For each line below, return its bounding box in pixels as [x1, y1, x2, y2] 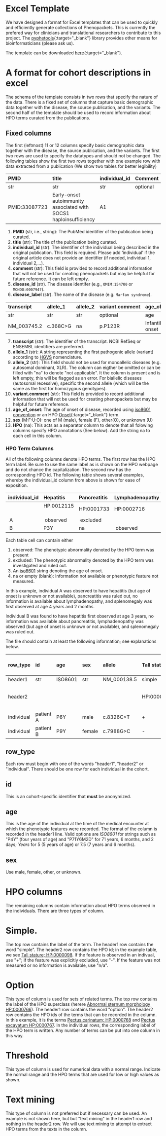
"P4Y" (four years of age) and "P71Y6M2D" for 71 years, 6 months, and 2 [5, 837, 154, 843]
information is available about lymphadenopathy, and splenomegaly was [5, 598, 152, 604]
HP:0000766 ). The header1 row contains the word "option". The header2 [5, 1007, 153, 1013]
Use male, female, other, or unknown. [5, 869, 82, 875]
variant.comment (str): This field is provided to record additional [12, 391, 145, 397]
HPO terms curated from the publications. [5, 114, 91, 121]
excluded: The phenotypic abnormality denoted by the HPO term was [12, 557, 154, 563]
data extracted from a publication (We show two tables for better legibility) [5, 163, 157, 169]
